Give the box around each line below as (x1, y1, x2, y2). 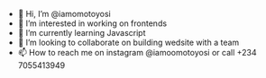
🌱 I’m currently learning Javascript (17, 28, 146, 38)
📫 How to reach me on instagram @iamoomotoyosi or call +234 (17, 48, 257, 57)
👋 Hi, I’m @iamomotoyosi (17, 9, 111, 19)
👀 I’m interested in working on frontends (17, 18, 168, 29)
